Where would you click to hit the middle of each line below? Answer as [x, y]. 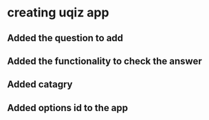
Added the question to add [65, 38]
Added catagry [40, 85]
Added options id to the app [68, 108]
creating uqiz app [58, 13]
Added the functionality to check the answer [104, 61]
